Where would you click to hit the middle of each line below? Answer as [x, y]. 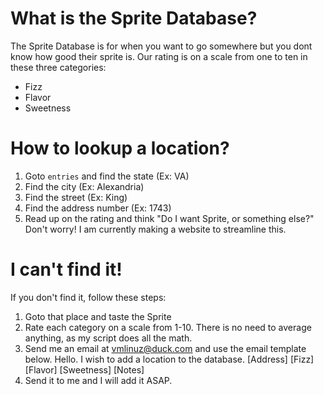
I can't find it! [66, 269]
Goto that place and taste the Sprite [98, 316]
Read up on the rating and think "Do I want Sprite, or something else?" [169, 218]
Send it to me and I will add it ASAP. [98, 380]
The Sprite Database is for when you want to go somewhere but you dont [161, 46]
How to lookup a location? [120, 148]
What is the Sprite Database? [134, 18]
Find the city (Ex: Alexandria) [84, 186]
